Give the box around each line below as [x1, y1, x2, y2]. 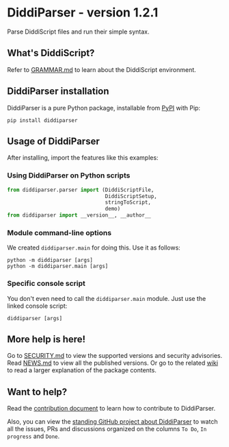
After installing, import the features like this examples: [7, 154, 159, 162]
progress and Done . [7, 432, 60, 440]
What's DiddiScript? [7, 47, 95, 59]
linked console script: [7, 302, 68, 310]
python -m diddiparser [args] [7, 257, 94, 264]
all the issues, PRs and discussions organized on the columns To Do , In [7, 425, 207, 433]
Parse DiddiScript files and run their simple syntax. [7, 27, 150, 36]
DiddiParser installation [7, 86, 109, 97]
